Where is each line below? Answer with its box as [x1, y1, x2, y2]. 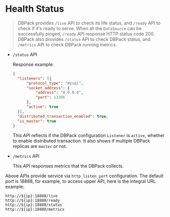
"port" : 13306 [35, 95, 65, 100]
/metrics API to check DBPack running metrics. [17, 41, 117, 47]
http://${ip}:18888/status [5, 202, 62, 208]
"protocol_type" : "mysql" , [26, 80, 84, 86]
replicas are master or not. [12, 143, 67, 149]
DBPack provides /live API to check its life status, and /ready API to [17, 20, 161, 26]
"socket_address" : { [26, 85, 70, 91]
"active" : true [26, 104, 59, 110]
